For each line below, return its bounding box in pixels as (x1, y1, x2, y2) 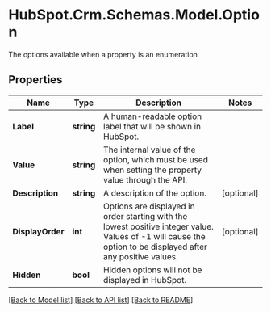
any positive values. (103, 251, 179, 262)
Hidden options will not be (103, 264, 202, 276)
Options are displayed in (103, 200, 195, 212)
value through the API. (103, 174, 188, 185)
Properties (8, 73, 63, 86)
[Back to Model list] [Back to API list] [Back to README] (8, 295, 194, 305)
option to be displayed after (103, 241, 207, 252)
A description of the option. (103, 188, 207, 199)
